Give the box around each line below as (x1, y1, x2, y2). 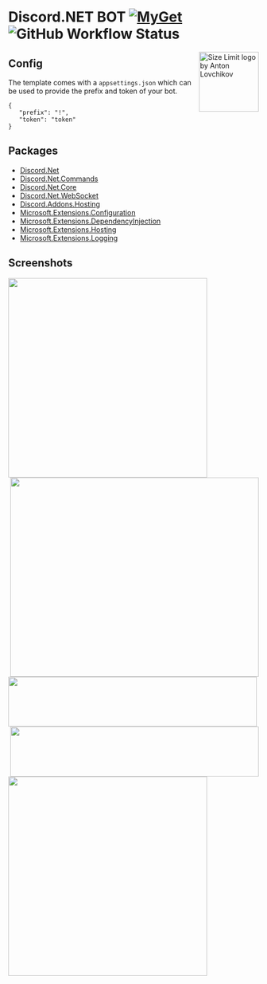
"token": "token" (18, 116, 77, 124)
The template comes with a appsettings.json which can (8, 78, 192, 87)
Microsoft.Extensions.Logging (19, 233, 118, 242)
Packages (8, 144, 58, 158)
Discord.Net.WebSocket (19, 191, 99, 200)
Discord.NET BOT (8, 8, 126, 26)
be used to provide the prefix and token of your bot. (8, 86, 178, 96)
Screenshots (8, 256, 73, 270)
